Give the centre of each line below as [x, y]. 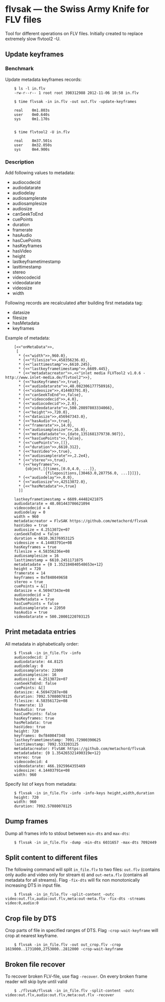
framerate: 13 [29, 705]
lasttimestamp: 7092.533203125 [46, 744]
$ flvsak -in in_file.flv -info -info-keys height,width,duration [84, 793]
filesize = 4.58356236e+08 [42, 551]
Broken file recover [35, 964]
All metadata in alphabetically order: [42, 644]
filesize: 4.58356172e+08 [41, 701]
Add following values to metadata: [40, 172]
